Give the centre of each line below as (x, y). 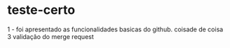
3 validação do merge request (51, 36)
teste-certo (41, 10)
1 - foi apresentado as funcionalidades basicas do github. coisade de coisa (115, 29)
